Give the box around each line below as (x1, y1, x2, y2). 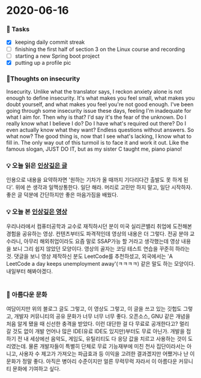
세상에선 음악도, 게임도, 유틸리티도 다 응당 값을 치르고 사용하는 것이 (29, 335, 187, 342)
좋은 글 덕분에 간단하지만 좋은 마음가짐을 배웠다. (6, 191, 119, 199)
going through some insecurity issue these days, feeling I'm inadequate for (6, 107, 191, 115)
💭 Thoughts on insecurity (6, 74, 80, 83)
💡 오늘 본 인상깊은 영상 (6, 208, 68, 216)
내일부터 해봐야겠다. (6, 268, 53, 275)
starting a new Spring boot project (14, 52, 100, 59)
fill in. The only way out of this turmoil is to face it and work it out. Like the (6, 139, 189, 146)
